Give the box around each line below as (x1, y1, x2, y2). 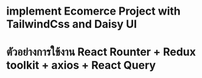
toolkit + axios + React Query (6, 58, 156, 73)
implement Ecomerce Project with (6, 4, 181, 18)
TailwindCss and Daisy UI (6, 17, 137, 31)
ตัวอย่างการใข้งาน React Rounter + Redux (6, 45, 197, 59)
